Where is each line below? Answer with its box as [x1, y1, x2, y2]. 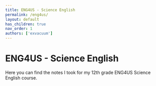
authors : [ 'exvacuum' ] [5, 31, 53, 36]
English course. [5, 74, 38, 81]
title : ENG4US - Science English [5, 7, 75, 13]
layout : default [5, 17, 39, 22]
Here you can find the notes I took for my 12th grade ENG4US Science [5, 69, 151, 75]
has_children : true [5, 21, 46, 27]
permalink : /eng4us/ [5, 12, 49, 17]
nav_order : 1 [5, 26, 33, 31]
